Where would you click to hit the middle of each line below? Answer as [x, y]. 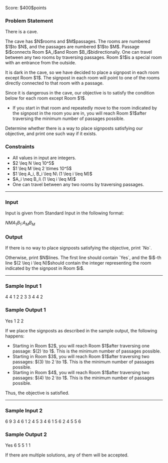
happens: [15, 336]
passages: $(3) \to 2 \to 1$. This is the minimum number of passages [83, 362]
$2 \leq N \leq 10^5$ [33, 163]
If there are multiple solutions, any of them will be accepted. [67, 455]
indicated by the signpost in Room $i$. [45, 268]
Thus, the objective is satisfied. [37, 393]
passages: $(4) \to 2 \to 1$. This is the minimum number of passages [83, 378]
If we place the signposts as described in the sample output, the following [81, 330]
